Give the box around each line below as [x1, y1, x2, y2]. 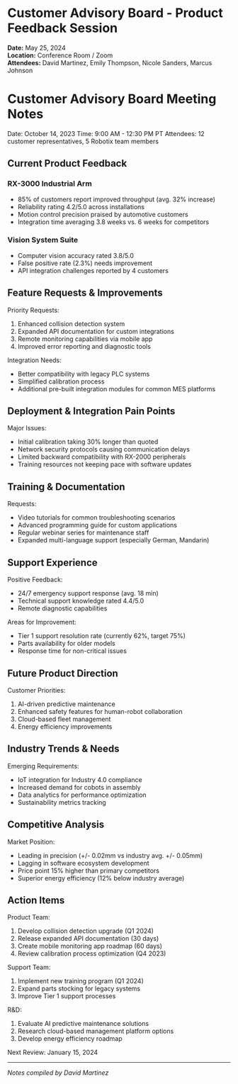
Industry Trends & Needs [7, 743, 120, 755]
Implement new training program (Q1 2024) [17, 977, 144, 985]
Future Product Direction [7, 667, 118, 679]
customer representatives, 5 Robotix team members [7, 137, 159, 145]
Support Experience [7, 557, 98, 569]
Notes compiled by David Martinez [7, 1068, 109, 1077]
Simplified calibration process [17, 377, 105, 386]
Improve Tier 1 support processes [17, 992, 116, 1000]
